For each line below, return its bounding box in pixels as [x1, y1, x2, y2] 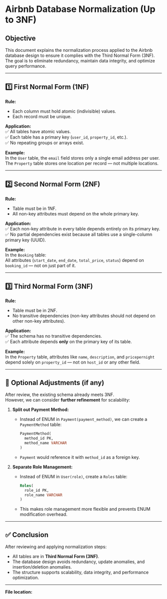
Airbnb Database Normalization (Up [5, 3, 156, 15]
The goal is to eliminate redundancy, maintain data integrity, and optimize [5, 58, 155, 63]
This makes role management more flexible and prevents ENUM [19, 506, 151, 512]
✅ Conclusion [5, 530, 49, 539]
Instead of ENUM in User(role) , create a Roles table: [19, 473, 128, 479]
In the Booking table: [5, 252, 46, 258]
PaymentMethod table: [19, 421, 62, 427]
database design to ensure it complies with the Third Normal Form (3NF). [5, 52, 155, 58]
